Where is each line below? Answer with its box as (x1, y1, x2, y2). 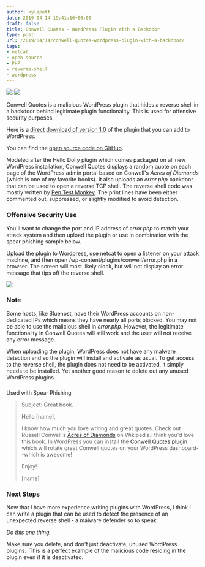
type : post (6, 32, 34, 38)
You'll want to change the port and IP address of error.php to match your (6, 224, 190, 232)
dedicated (6, 316, 32, 324)
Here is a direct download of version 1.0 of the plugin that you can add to (6, 126, 190, 134)
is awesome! (40, 451, 72, 458)
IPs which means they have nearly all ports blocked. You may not (32, 316, 197, 324)
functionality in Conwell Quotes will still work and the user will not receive (6, 329, 192, 337)
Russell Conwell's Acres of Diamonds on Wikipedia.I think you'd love (21, 431, 195, 438)
